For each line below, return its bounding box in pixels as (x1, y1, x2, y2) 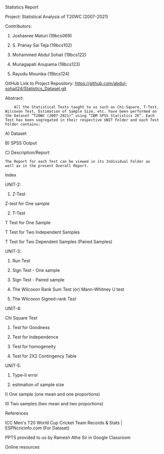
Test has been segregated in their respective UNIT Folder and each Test (5, 118, 160, 122)
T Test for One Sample (5, 220, 51, 225)
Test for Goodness (12, 325, 50, 330)
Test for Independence (12, 334, 59, 340)
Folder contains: (5, 122, 41, 127)
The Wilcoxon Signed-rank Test (12, 296, 77, 302)
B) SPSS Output (5, 140, 37, 146)
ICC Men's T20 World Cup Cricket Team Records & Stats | (5, 420, 123, 425)
